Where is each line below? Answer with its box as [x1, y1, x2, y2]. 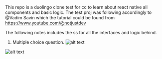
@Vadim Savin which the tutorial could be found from [5, 15, 115, 20]
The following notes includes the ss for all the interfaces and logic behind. [5, 30, 157, 35]
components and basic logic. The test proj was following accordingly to [5, 9, 152, 15]
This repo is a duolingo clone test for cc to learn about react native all [5, 4, 148, 10]
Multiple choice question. [12, 39, 65, 45]
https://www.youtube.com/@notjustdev [5, 20, 86, 26]
